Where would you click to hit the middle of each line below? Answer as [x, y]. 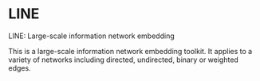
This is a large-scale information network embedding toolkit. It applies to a [130, 51]
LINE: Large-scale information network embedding [91, 36]
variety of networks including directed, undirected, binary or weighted [124, 60]
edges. [20, 67]
